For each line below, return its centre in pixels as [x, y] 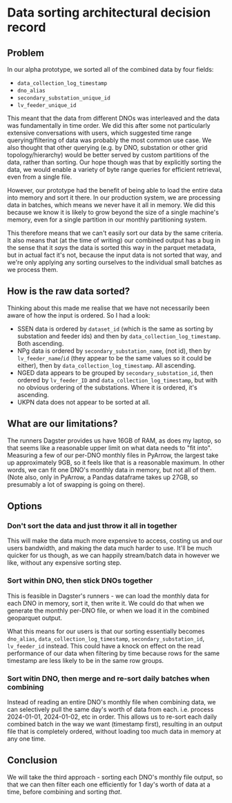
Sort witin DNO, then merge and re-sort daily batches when [108, 678]
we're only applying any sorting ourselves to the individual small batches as [115, 262]
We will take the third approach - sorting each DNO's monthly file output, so [115, 777]
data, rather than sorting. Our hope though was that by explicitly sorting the [115, 162]
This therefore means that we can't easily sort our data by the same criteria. [115, 233]
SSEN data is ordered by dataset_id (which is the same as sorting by [115, 329]
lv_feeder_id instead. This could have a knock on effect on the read [104, 646]
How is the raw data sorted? [69, 291]
